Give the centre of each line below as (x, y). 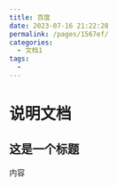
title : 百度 (30, 17)
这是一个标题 (44, 149)
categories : (31, 42)
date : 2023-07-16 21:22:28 (59, 26)
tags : (19, 59)
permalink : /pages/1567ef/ (59, 34)
